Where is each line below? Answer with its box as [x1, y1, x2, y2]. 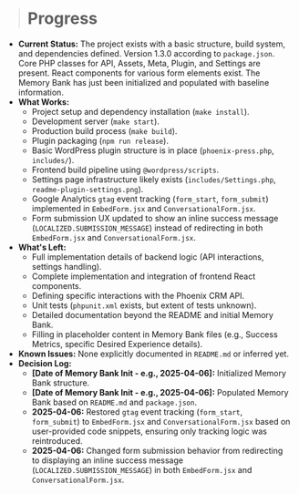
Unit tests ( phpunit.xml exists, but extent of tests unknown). [31, 300, 257, 311]
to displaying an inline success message [31, 455, 184, 466]
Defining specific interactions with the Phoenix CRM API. [31, 290, 245, 301]
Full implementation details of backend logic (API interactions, [31, 251, 264, 262]
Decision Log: [17, 357, 72, 368]
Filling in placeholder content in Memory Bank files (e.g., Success [31, 328, 278, 340]
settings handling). [31, 261, 102, 272]
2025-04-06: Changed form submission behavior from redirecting [31, 445, 284, 456]
